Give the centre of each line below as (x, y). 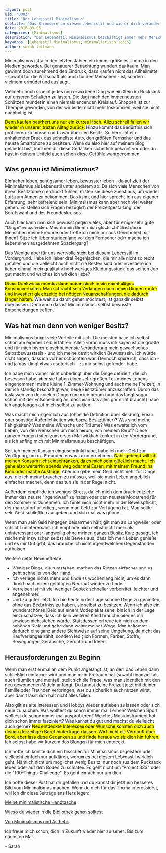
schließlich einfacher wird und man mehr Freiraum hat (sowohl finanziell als (82, 675)
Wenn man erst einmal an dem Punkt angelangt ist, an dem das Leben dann (82, 669)
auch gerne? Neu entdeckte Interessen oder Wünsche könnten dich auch (80, 726)
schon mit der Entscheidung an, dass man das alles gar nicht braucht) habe (82, 400)
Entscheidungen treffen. (30, 310)
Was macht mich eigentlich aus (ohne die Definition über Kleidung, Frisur (79, 415)
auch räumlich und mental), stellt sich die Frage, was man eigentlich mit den (83, 680)
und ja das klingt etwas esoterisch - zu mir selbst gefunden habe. (72, 364)
